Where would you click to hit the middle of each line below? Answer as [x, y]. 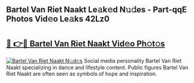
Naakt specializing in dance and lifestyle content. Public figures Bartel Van [97, 67]
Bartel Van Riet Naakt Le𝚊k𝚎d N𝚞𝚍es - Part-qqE [97, 10]
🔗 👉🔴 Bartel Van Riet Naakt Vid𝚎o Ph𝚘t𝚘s [86, 44]
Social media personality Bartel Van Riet [133, 61]
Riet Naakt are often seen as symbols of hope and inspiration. [82, 74]
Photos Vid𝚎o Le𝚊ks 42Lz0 [58, 19]
